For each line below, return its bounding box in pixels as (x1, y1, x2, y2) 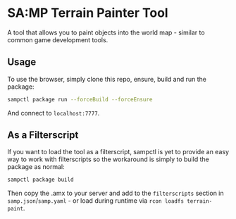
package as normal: (7, 163, 65, 171)
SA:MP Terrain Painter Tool (7, 5, 168, 21)
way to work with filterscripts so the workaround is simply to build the (7, 155, 209, 163)
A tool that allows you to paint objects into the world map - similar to (7, 28, 206, 37)
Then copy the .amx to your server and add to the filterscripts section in (7, 189, 224, 198)
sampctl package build (7, 176, 74, 184)
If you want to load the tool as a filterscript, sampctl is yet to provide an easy (7, 148, 230, 156)
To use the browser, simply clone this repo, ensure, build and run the (7, 75, 206, 83)
